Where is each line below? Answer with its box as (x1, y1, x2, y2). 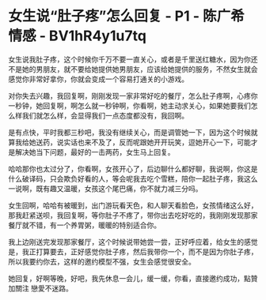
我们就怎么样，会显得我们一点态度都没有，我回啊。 (21, 111, 188, 120)
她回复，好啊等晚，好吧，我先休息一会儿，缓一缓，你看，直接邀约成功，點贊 (8, 273, 258, 283)
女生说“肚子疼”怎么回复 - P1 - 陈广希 (8, 7, 245, 25)
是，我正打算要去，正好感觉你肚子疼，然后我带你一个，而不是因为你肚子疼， (8, 246, 258, 257)
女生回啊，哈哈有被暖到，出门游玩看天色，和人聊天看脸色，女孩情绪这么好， (8, 201, 258, 210)
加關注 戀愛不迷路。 (8, 283, 73, 293)
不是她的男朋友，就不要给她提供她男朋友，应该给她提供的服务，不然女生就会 (8, 64, 258, 73)
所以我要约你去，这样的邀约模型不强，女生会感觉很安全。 (8, 257, 196, 266)
